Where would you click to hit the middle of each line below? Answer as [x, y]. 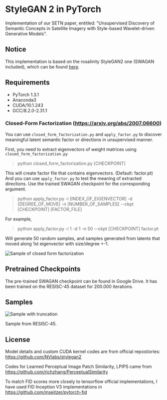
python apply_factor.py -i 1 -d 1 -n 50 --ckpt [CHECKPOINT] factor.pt [88, 228]
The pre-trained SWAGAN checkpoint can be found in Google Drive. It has [81, 281]
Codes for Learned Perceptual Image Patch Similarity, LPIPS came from [79, 366]
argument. [16, 189]
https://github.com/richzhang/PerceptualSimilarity [57, 372]
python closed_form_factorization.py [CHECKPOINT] [71, 163]
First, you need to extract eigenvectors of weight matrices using [71, 149]
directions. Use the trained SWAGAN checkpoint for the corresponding [78, 183]
